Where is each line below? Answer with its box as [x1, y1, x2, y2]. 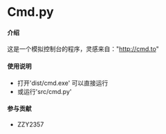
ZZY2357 [17, 120, 44, 128]
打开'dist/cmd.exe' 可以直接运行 [17, 79, 109, 87]
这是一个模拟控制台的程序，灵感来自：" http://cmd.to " [7, 45, 159, 53]
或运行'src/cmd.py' [17, 87, 72, 95]
